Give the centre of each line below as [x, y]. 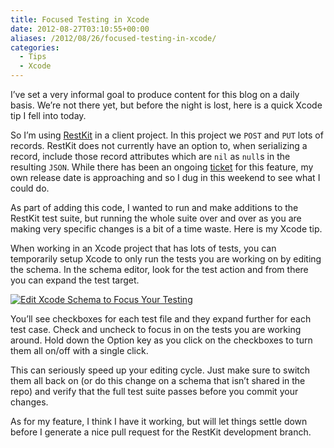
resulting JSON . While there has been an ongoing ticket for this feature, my [162, 167]
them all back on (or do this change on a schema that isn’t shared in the [158, 380]
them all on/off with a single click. [79, 350]
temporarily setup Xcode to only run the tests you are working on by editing [166, 259]
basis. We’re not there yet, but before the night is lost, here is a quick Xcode [166, 105]
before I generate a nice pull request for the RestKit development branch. [161, 432]
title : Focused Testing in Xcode [80, 19]
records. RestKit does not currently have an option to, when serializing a [159, 145]
